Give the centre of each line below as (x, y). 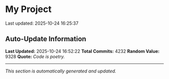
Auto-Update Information (46, 39)
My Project (28, 9)
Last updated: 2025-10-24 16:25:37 (42, 23)
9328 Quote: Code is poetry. (35, 56)
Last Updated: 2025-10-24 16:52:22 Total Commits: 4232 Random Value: (82, 51)
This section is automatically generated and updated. (61, 71)
